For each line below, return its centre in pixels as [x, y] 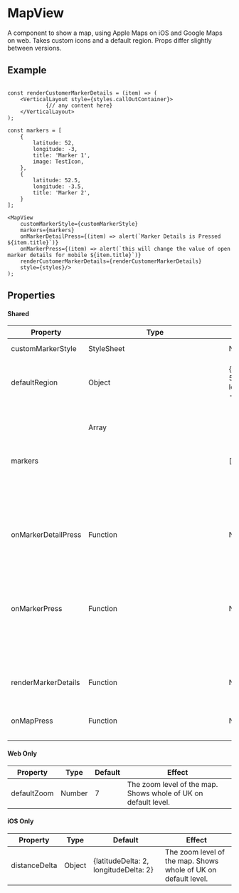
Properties [31, 296]
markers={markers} [47, 230]
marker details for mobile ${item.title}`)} [74, 255]
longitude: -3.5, [58, 187]
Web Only [22, 753]
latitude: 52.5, [57, 180]
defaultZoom [32, 793]
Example [27, 70]
